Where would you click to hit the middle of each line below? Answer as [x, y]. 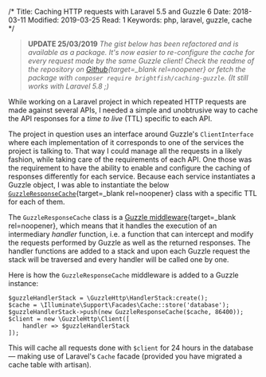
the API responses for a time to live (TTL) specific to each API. [110, 118]
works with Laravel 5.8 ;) [68, 86]
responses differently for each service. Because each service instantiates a [132, 176]
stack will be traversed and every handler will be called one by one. [119, 259]
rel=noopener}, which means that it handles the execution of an [113, 226]
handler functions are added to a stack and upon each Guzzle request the [129, 251]
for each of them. [37, 202]
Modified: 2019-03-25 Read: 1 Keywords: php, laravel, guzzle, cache [140, 20]
